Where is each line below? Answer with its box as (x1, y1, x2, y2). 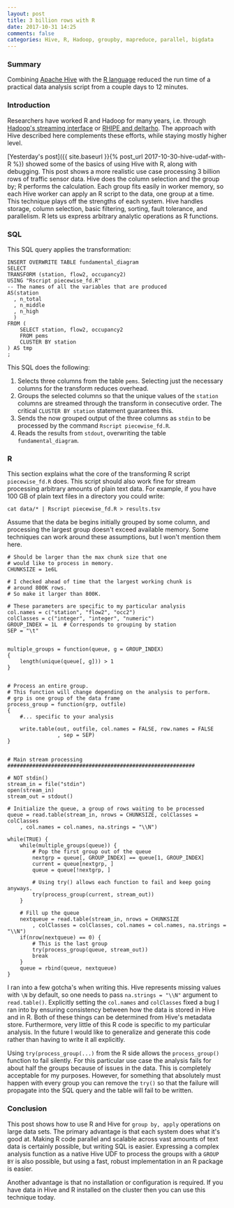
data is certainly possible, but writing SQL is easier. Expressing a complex (7, 1142, 219, 1151)
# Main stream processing (7, 756, 82, 764)
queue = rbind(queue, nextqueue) (20, 965, 117, 972)
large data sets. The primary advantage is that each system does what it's (7, 1127, 220, 1136)
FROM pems (20, 332, 49, 340)
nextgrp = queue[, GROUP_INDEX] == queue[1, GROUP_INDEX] (32, 855, 205, 862)
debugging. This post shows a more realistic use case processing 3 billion (7, 167, 221, 175)
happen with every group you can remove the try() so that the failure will (7, 1079, 219, 1087)
